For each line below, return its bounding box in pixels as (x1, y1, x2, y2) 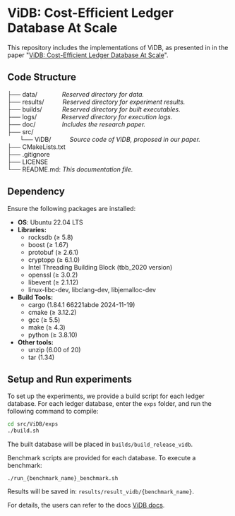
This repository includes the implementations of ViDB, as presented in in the (7, 43, 229, 52)
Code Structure (7, 71, 76, 83)
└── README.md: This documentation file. (7, 164, 133, 174)
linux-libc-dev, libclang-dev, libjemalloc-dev (28, 285, 157, 294)
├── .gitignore (7, 150, 51, 158)
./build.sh (7, 427, 40, 435)
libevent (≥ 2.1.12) (28, 277, 79, 287)
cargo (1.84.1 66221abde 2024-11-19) (28, 300, 135, 308)
